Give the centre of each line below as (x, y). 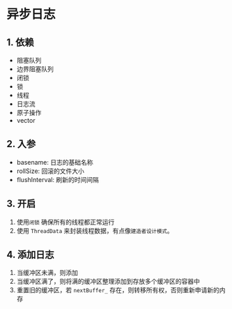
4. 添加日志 (30, 255)
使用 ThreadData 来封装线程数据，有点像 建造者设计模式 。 (95, 230)
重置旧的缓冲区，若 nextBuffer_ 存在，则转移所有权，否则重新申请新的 (118, 290)
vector (26, 120)
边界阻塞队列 (35, 69)
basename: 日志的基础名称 (55, 162)
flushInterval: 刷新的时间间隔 (57, 179)
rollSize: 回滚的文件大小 (51, 171)
